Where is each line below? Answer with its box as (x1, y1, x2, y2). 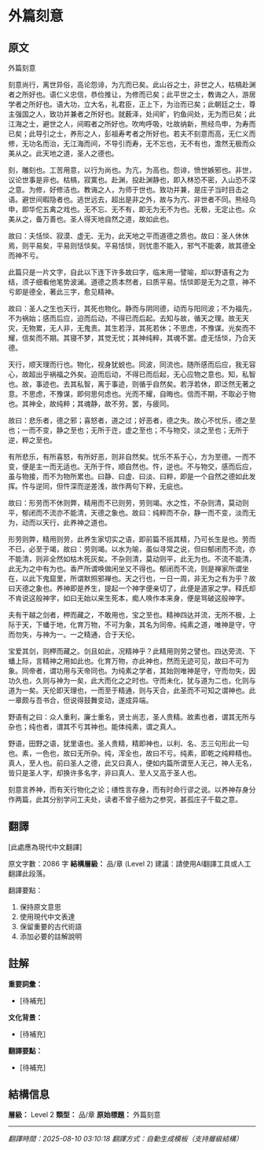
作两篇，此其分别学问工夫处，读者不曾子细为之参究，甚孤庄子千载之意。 (8, 795, 242, 804)
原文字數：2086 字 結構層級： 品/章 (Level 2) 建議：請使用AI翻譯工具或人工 (8, 859, 251, 868)
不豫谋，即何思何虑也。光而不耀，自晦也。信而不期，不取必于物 (49, 390, 256, 398)
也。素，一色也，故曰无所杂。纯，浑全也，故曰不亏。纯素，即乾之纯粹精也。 (8, 749, 256, 758)
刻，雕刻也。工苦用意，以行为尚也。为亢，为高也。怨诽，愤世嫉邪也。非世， (8, 166, 256, 174)
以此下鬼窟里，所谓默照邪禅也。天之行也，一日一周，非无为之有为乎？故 (21, 574, 256, 583)
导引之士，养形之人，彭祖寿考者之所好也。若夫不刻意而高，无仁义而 (35, 129, 256, 138)
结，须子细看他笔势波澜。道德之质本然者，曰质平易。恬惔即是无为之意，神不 (8, 277, 256, 287)
